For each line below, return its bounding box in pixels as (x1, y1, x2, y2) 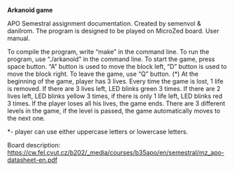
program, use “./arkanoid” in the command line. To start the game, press (7, 55, 215, 63)
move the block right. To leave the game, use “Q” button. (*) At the (7, 70, 199, 78)
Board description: (7, 141, 61, 149)
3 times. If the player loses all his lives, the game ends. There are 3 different (7, 99, 226, 107)
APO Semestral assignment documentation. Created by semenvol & (7, 19, 201, 27)
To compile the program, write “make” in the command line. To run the (7, 48, 210, 56)
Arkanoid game (7, 6, 53, 14)
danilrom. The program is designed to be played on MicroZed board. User (7, 27, 219, 35)
